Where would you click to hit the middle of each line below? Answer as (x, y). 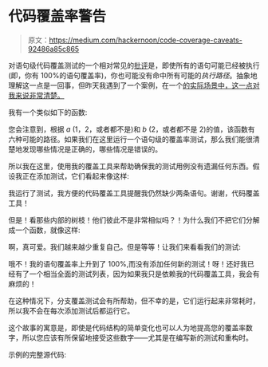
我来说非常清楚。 (36, 95)
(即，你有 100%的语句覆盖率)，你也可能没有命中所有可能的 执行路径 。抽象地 (133, 75)
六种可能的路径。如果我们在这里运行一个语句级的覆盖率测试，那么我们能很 (130, 139)
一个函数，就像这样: (48, 230)
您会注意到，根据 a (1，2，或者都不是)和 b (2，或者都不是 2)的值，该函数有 (132, 129)
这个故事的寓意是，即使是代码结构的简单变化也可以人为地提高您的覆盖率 (127, 327)
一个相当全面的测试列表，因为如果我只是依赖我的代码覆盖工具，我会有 (144, 274)
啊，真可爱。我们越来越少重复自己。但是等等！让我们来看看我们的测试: (125, 247)
